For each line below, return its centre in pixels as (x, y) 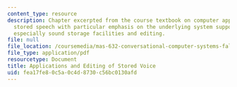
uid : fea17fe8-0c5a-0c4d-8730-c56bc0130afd (72, 72)
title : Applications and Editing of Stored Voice (82, 66)
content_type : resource (42, 14)
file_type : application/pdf (49, 53)
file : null (23, 40)
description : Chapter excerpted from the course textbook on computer (113, 20)
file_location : (30, 46)
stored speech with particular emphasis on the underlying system (113, 27)
